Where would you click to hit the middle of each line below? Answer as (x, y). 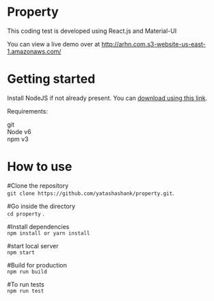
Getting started (51, 79)
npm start (21, 252)
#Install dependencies (38, 226)
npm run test (26, 291)
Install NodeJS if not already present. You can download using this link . (107, 98)
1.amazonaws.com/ (34, 51)
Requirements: (27, 111)
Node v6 (19, 131)
